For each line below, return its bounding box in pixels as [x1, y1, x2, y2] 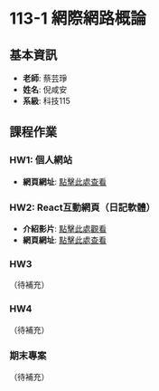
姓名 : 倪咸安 [22, 84, 68, 95]
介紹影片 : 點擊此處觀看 [22, 223, 107, 234]
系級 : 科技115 [22, 96, 70, 106]
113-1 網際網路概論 [9, 8, 147, 29]
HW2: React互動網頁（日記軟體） [9, 201, 155, 214]
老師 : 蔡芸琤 [22, 73, 68, 83]
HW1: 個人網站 [9, 154, 73, 167]
